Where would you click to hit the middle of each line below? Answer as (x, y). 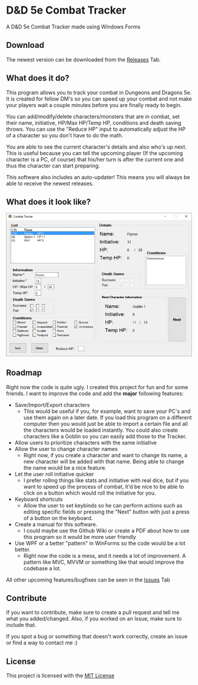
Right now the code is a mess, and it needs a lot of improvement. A (105, 555)
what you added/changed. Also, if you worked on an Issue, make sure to (94, 619)
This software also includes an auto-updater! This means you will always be (98, 177)
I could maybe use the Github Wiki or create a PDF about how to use (106, 531)
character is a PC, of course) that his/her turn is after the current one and (95, 159)
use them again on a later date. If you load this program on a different (108, 417)
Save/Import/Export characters (52, 405)
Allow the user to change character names (66, 449)
